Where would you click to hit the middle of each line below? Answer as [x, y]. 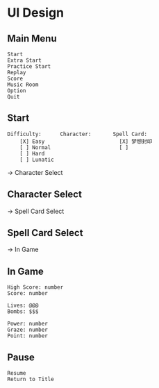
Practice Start [29, 67]
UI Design [36, 13]
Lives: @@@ [23, 306]
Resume [17, 373]
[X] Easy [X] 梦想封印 [86, 141]
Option [17, 91]
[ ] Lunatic [37, 160]
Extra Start [24, 60]
